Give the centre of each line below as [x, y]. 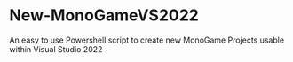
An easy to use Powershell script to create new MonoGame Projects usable [147, 40]
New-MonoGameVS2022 [104, 15]
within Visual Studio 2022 [56, 49]
